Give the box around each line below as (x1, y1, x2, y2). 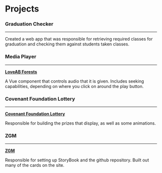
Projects (5, 3, 40, 14)
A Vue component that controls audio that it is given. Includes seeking (5, 78, 144, 84)
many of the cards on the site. (5, 162, 65, 168)
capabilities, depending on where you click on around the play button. (5, 83, 144, 89)
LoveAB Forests (5, 69, 38, 74)
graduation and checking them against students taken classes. (5, 41, 129, 47)
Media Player (5, 53, 37, 60)
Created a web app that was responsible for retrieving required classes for (5, 36, 153, 42)
